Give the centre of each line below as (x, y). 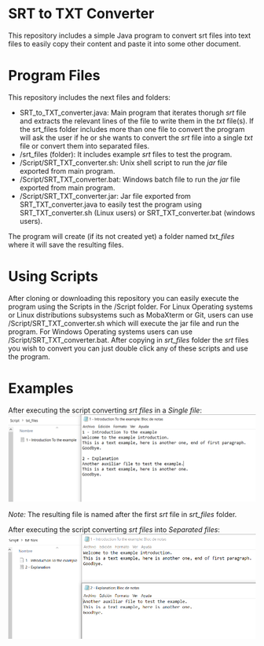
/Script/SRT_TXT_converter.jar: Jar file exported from (105, 196)
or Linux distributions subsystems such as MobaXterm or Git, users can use (131, 314)
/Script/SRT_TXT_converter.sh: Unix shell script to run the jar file (123, 163)
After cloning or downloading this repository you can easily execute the (124, 298)
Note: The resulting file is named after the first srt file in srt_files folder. (123, 515)
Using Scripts (53, 277)
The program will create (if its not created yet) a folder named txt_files (121, 236)
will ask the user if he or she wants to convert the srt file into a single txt (136, 138)
